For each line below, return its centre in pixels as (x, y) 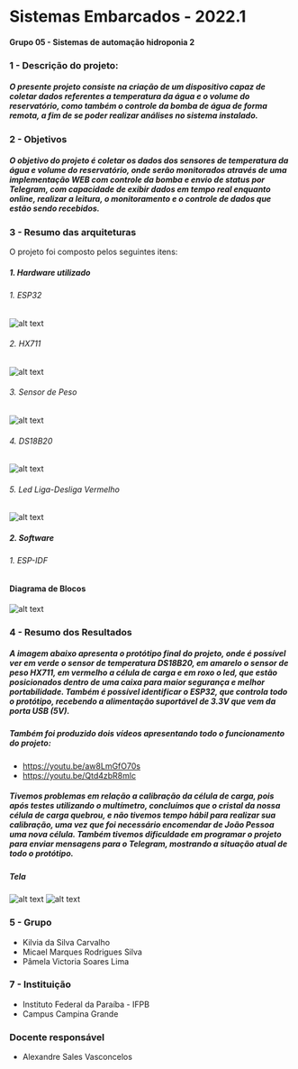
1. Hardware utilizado (50, 272)
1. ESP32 (26, 295)
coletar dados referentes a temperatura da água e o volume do (130, 96)
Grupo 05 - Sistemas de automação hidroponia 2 (102, 41)
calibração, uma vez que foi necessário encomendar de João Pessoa (142, 825)
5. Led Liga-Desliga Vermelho (64, 489)
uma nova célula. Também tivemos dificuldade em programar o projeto (145, 835)
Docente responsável (57, 1037)
